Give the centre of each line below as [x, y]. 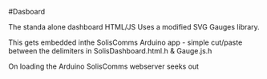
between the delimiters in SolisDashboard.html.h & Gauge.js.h [110, 51]
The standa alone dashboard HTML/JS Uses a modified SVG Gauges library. [134, 27]
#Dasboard [27, 12]
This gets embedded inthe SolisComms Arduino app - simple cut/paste [125, 42]
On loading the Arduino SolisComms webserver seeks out [103, 66]
